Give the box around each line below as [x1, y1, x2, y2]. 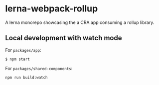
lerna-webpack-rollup [5, 3, 98, 14]
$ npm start [5, 57, 30, 62]
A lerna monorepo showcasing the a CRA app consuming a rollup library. [5, 19, 155, 25]
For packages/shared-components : [5, 65, 73, 71]
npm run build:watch [5, 75, 48, 80]
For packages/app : [5, 47, 41, 53]
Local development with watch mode [5, 34, 122, 42]
